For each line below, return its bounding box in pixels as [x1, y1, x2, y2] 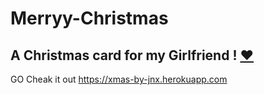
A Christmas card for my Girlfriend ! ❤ [10, 47, 254, 64]
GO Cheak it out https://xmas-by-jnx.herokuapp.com [10, 73, 228, 85]
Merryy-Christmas [10, 7, 169, 30]
